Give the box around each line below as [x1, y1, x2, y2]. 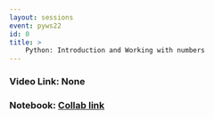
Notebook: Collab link [9, 99, 105, 111]
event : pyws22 [9, 21, 62, 30]
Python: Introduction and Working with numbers [25, 46, 205, 55]
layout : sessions [9, 12, 74, 22]
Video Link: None [9, 75, 86, 88]
